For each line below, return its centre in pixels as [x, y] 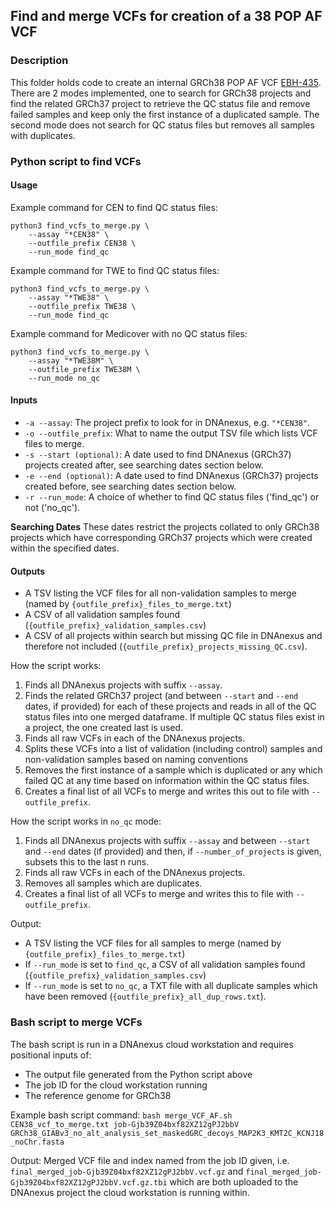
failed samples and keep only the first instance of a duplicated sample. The [165, 114]
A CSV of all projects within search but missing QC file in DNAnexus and [173, 636]
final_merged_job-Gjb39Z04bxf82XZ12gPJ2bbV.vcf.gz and [127, 1171]
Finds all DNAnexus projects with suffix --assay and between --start [167, 841]
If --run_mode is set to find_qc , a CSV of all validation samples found [165, 965]
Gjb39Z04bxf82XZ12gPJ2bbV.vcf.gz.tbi [89, 1182]
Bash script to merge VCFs [76, 1022]
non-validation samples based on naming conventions [136, 760]
